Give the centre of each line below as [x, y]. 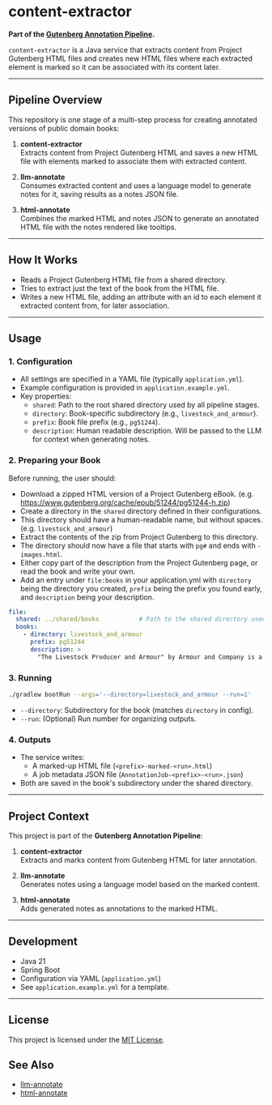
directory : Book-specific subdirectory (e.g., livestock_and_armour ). [145, 414]
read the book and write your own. [78, 571]
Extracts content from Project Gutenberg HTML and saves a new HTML [139, 152]
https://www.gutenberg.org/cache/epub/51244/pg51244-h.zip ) [125, 502]
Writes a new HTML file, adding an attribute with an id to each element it [140, 297]
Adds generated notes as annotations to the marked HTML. [119, 908]
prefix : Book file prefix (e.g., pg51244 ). [96, 422]
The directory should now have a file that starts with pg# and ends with [138, 545]
